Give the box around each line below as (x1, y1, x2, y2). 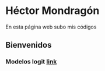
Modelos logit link (5, 58, 57, 66)
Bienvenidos (5, 40, 52, 50)
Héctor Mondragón (5, 4, 100, 17)
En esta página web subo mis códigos (5, 23, 97, 30)
